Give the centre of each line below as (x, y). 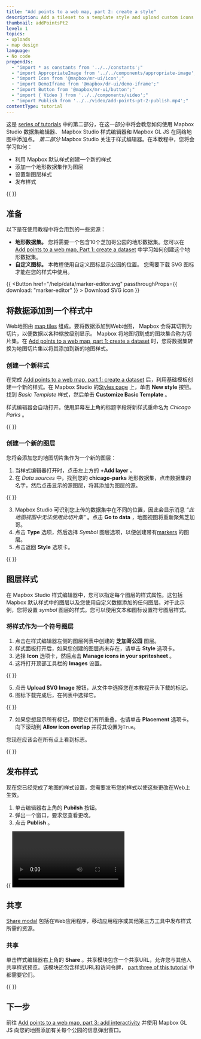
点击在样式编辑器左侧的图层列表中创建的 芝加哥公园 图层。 (87, 641)
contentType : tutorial (34, 106)
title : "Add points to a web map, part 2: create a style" (81, 12)
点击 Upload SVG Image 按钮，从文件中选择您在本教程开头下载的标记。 (103, 687)
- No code (19, 56)
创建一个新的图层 (31, 443)
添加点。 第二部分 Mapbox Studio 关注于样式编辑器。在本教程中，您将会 (106, 139)
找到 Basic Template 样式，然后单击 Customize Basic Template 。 (88, 395)
